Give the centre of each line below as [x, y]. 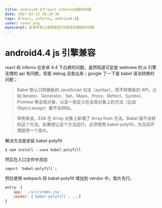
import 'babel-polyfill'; [31, 169]
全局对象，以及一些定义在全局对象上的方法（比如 [87, 102]
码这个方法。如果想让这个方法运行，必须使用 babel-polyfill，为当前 [84, 125]
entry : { [14, 188]
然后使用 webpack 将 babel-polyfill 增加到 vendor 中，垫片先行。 [70, 178]
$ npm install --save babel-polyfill [43, 150]
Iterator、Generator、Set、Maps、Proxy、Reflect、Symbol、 [84, 96]
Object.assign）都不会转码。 [45, 108]
